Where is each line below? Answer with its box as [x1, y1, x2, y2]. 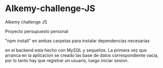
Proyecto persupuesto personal [5, 28, 68, 34]
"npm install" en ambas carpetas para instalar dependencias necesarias [5, 37, 150, 44]
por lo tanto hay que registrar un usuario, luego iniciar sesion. [5, 57, 129, 63]
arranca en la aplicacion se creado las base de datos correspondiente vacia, [5, 52, 159, 58]
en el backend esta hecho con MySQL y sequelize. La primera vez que [5, 47, 147, 53]
